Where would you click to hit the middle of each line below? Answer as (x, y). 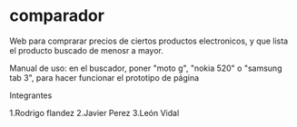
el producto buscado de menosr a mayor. (86, 50)
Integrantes (31, 95)
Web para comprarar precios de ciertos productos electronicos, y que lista (149, 41)
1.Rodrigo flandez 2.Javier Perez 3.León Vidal (94, 112)
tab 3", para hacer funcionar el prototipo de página (104, 77)
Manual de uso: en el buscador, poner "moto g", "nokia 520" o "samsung (146, 68)
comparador (57, 16)
